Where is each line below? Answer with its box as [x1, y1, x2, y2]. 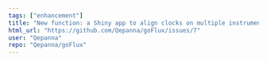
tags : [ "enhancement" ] [8, 11, 83, 20]
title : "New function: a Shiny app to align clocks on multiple [8, 19, 226, 27]
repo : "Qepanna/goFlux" [8, 41, 87, 49]
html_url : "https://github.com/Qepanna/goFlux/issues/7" [8, 26, 201, 34]
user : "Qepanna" [8, 33, 62, 42]
